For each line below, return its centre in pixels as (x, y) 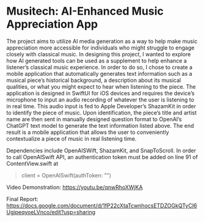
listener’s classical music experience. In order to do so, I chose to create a (100, 67)
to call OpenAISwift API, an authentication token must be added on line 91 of (102, 157)
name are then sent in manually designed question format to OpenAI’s (94, 119)
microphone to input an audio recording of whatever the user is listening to (100, 100)
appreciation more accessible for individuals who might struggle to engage (100, 48)
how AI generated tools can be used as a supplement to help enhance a (97, 61)
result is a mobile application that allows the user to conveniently (88, 132)
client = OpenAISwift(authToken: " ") (66, 175)
